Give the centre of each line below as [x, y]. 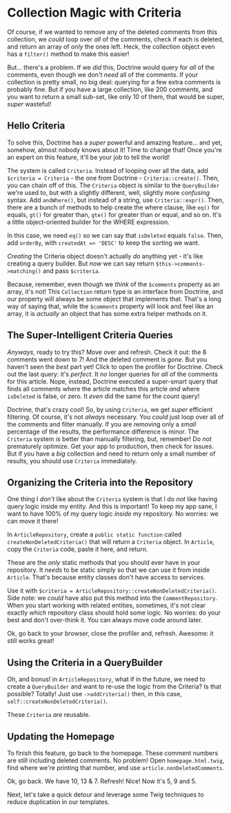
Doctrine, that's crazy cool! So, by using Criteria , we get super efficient [110, 409]
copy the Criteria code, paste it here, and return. [78, 549]
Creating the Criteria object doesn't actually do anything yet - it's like [105, 256]
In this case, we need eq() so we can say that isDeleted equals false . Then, [115, 235]
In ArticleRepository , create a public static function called [94, 534]
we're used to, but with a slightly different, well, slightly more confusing [109, 192]
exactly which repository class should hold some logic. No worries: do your [114, 613]
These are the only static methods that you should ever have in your [104, 563]
